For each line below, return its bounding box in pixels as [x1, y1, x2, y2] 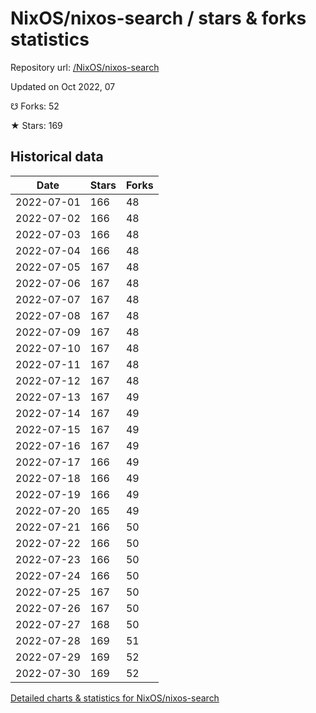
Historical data [10, 148, 104, 166]
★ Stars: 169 [10, 119, 63, 131]
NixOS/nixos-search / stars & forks [10, 7, 307, 30]
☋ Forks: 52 [10, 100, 60, 112]
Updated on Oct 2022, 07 [10, 80, 116, 92]
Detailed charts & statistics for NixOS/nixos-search [10, 692, 220, 704]
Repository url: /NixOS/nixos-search [10, 61, 160, 73]
